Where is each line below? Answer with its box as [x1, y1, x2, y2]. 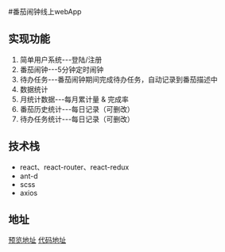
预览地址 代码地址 [8, 235, 66, 245]
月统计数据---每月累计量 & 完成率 [19, 94, 130, 104]
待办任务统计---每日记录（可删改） [19, 114, 135, 124]
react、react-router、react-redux [19, 162, 130, 172]
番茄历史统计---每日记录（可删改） [19, 104, 135, 113]
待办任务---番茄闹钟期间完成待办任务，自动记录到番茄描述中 [19, 74, 219, 84]
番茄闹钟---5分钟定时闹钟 [19, 64, 104, 74]
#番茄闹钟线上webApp [8, 7, 82, 16]
